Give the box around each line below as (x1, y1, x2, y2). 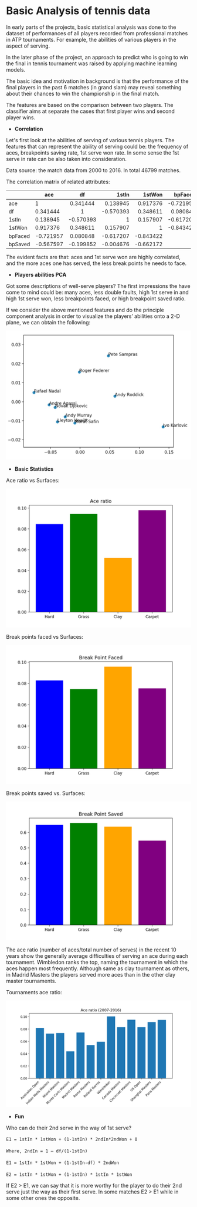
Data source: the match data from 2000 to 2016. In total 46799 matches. (6, 166, 181, 174)
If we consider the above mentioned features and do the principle (6, 307, 164, 314)
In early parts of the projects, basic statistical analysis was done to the (6, 24, 176, 31)
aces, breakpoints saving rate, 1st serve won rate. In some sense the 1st (6, 149, 179, 156)
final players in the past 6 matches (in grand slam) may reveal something (6, 83, 182, 90)
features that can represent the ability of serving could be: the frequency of (6, 143, 189, 150)
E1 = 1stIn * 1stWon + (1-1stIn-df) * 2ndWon (6, 1159, 119, 1166)
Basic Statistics (14, 465, 54, 472)
